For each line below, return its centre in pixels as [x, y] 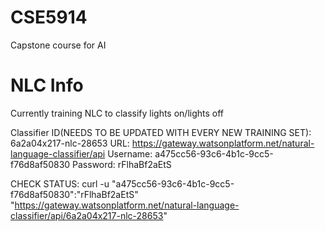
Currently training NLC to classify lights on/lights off [117, 113]
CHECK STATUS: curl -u [60, 183]
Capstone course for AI [58, 45]
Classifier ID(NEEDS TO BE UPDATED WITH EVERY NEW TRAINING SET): [161, 132]
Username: [130, 153]
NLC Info [47, 85]
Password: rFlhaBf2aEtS [122, 164]
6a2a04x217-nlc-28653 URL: [70, 143]
